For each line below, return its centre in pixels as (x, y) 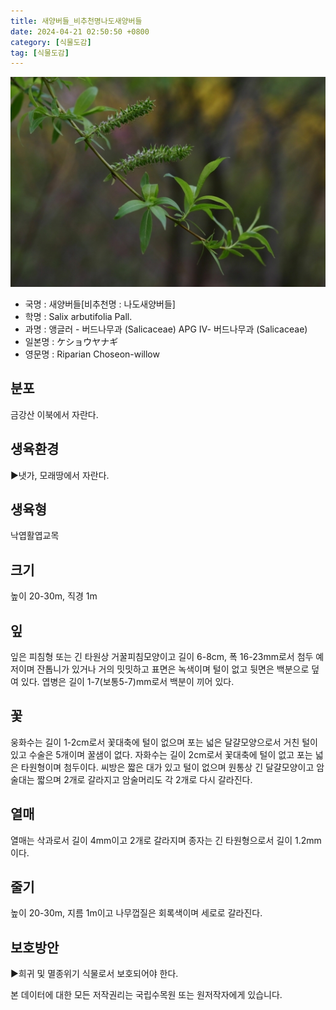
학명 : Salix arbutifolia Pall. (78, 316)
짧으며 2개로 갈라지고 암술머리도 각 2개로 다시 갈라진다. (144, 779)
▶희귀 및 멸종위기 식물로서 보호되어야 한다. (94, 974)
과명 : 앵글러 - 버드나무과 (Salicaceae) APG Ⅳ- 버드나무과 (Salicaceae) (166, 329)
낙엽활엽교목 (35, 536)
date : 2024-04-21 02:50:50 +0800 (80, 31)
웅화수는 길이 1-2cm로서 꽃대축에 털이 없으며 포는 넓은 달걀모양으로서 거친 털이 (164, 742)
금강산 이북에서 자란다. (54, 414)
